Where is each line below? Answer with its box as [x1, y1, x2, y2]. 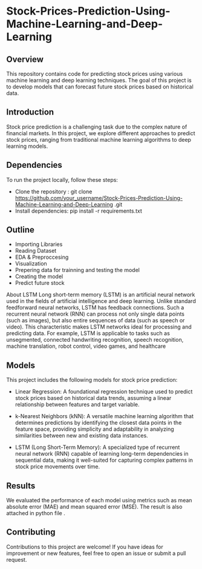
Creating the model [15, 273, 64, 280]
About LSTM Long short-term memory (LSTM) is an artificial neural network [6, 291, 195, 298]
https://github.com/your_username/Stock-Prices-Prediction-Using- [15, 194, 183, 201]
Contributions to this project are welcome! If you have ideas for [6, 543, 163, 550]
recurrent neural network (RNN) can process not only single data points [6, 310, 184, 318]
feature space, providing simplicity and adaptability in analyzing [15, 425, 174, 433]
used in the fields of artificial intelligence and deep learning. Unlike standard [6, 298, 197, 305]
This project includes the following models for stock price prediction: [6, 376, 178, 384]
